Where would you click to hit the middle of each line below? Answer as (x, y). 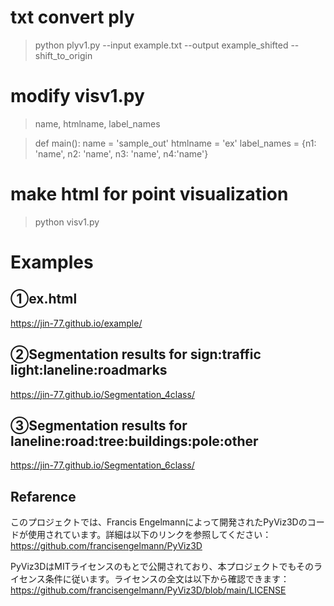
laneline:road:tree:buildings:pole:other (134, 441)
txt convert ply (72, 17)
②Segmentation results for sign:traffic (136, 354)
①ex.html (44, 299)
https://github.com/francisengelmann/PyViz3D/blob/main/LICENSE (148, 590)
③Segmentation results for (99, 426)
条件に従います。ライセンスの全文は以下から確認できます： (167, 579)
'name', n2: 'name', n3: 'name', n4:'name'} (121, 153)
